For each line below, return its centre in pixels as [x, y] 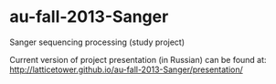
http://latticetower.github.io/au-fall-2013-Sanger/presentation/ [127, 69]
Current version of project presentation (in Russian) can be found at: [138, 59]
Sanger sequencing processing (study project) [97, 42]
